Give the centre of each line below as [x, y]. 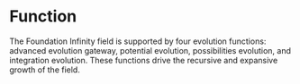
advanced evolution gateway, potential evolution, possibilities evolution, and [150, 50]
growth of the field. [45, 70]
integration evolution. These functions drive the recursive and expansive [144, 60]
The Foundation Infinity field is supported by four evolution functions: [138, 41]
